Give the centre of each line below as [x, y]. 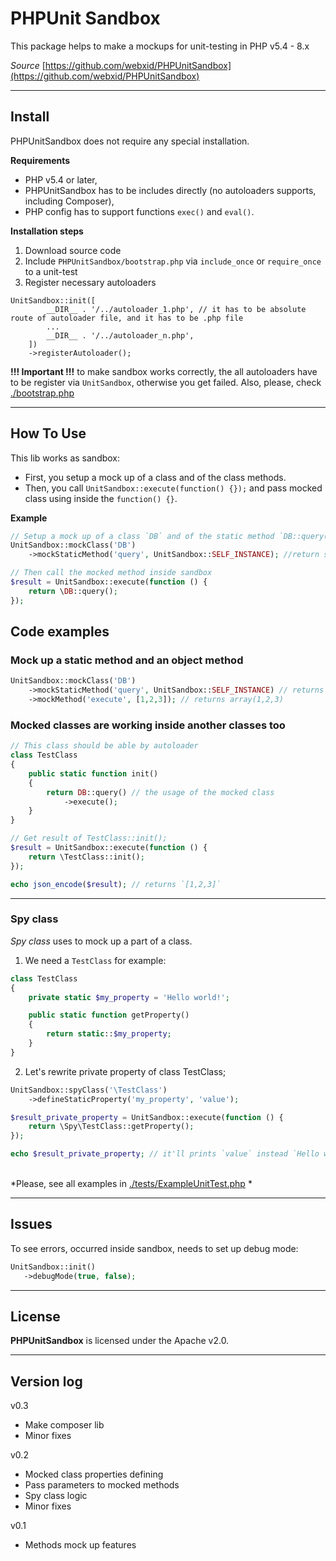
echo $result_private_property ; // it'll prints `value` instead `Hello [165, 1154]
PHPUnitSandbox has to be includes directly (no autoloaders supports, [170, 190]
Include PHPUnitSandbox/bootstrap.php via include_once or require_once [173, 261]
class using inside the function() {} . [101, 498]
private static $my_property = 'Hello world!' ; [129, 997]
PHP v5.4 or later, [61, 179]
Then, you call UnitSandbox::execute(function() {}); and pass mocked [173, 488]
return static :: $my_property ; [109, 1034]
